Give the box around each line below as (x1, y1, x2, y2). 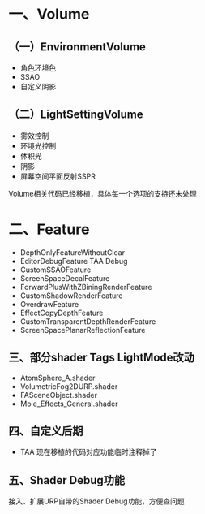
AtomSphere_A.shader (19, 373, 96, 382)
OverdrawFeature (19, 299, 79, 309)
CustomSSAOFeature (19, 265, 92, 274)
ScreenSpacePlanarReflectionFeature (19, 325, 146, 335)
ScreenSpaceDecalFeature (19, 273, 110, 283)
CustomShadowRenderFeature (19, 291, 123, 300)
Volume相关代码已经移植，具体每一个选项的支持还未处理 (8, 188, 197, 198)
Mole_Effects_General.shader (19, 399, 119, 408)
